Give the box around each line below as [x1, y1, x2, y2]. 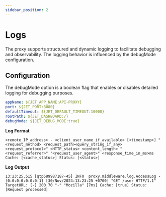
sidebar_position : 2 [5, 7, 49, 13]
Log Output [5, 164, 29, 170]
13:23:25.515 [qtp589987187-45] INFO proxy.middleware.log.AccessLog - [5, 174, 161, 179]
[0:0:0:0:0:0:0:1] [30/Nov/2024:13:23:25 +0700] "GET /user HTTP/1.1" [5, 178, 156, 183]
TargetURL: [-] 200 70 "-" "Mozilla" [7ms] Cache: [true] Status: [5, 182, 147, 187]
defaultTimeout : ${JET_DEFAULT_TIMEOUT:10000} [5, 109, 105, 114]
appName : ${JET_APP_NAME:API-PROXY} [5, 100, 82, 105]
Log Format [5, 127, 30, 134]
